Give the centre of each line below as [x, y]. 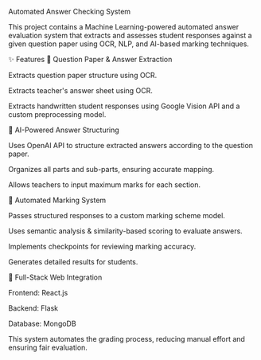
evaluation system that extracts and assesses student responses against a [130, 35]
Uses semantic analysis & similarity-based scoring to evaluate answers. [125, 231]
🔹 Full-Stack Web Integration [55, 277]
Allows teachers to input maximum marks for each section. [105, 185]
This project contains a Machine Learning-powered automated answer [124, 27]
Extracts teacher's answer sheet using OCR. [81, 90]
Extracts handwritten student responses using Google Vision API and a [124, 106]
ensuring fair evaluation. [48, 347]
